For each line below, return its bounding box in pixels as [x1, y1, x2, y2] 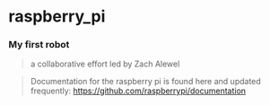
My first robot [8, 39, 70, 51]
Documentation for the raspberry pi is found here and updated [30, 76, 261, 87]
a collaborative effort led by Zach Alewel [30, 58, 180, 69]
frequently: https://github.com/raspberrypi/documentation [30, 85, 247, 96]
